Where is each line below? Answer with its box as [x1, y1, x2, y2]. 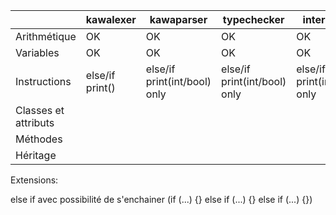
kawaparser [149, 13, 208, 26]
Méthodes [15, 132, 63, 146]
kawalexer [85, 13, 137, 26]
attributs [15, 116, 55, 129]
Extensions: [10, 174, 59, 186]
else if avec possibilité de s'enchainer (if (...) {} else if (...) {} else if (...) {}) [10, 194, 313, 205]
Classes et [15, 104, 65, 117]
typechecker [222, 13, 285, 26]
